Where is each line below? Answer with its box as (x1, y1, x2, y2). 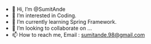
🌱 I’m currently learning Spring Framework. (11, 18, 117, 25)
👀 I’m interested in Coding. (11, 12, 77, 19)
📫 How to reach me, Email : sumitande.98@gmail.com (11, 32, 145, 38)
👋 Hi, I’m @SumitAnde (11, 6, 66, 12)
